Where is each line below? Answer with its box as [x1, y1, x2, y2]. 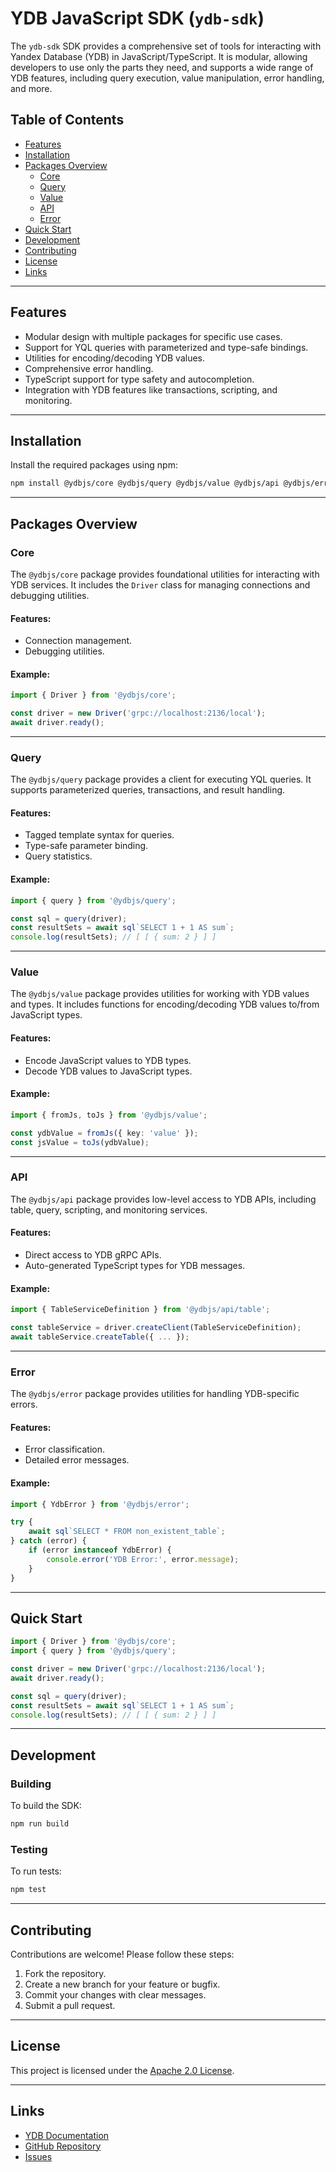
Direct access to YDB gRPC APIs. [24, 1249, 162, 1261]
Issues [24, 2150, 53, 2162]
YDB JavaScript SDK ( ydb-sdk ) [10, 7, 265, 30]
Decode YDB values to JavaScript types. [24, 1065, 193, 1077]
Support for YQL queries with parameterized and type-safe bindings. [24, 341, 309, 353]
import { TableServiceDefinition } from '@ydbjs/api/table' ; [10, 1305, 271, 1315]
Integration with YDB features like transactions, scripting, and [24, 383, 278, 396]
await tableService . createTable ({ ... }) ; [10, 1332, 190, 1342]
